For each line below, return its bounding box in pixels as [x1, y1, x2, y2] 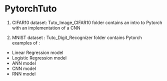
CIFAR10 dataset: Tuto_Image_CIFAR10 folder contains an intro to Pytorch [11, 19, 162, 25]
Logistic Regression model [11, 54, 67, 60]
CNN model [11, 65, 36, 71]
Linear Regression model [11, 49, 63, 55]
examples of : [11, 39, 40, 45]
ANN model [11, 60, 36, 66]
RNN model [11, 70, 36, 76]
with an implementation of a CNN [11, 24, 80, 30]
